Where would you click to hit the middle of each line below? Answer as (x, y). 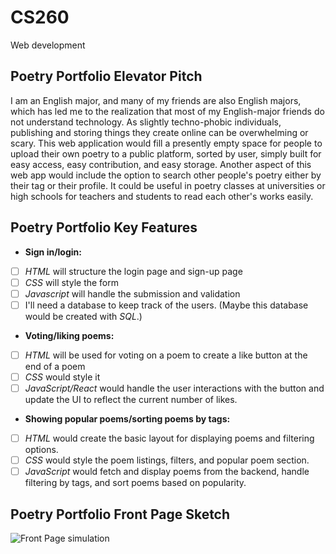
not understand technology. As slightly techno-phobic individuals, (146, 122)
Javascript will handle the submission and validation (132, 293)
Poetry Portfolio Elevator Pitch (106, 76)
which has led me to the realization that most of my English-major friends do (167, 111)
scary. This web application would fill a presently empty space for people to (166, 143)
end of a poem (55, 366)
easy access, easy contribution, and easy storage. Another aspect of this (161, 164)
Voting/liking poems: (69, 335)
